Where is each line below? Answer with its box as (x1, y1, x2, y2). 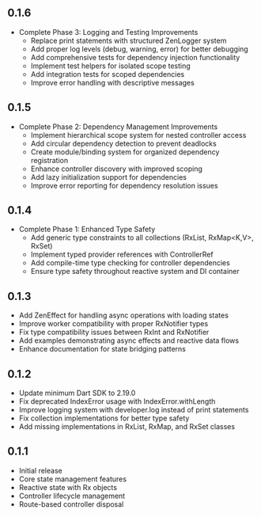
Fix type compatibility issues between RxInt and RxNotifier (18, 328, 210, 337)
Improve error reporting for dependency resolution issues (30, 181, 218, 190)
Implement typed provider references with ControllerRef (30, 249, 214, 260)
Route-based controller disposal (18, 499, 124, 509)
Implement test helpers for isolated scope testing (30, 61, 191, 70)
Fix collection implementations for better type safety (18, 413, 190, 423)
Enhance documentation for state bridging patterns (18, 344, 187, 354)
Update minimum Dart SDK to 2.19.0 (18, 388, 136, 398)
